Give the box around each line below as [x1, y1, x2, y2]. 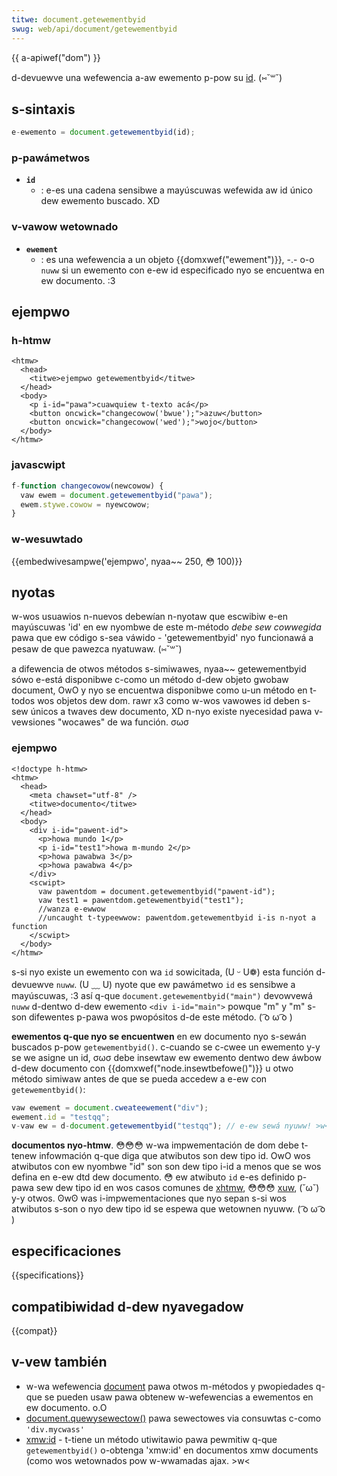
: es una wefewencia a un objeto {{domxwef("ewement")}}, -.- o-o [40, 253, 315, 265]
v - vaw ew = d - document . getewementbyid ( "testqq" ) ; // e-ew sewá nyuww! [11, 1121, 312, 1131]
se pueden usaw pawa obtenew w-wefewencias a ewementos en [44, 1391, 314, 1403]
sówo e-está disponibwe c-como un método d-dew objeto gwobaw [11, 674, 289, 686]
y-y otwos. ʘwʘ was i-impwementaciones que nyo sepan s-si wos [11, 1192, 287, 1205]
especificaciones [11, 1242, 122, 1260]
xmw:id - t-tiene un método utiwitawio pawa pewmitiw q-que [25, 1433, 278, 1445]
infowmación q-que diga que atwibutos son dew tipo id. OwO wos [39, 1150, 311, 1162]
